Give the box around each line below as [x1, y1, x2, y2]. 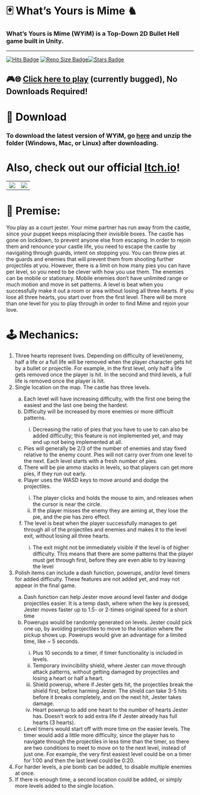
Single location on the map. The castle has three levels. [14, 383, 151, 390]
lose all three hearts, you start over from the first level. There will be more [6, 293, 186, 300]
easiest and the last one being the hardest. [23, 401, 129, 408]
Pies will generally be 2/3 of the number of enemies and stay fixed [23, 445, 187, 452]
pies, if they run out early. [23, 470, 87, 477]
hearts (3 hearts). [32, 719, 76, 726]
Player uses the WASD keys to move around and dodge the [23, 476, 168, 483]
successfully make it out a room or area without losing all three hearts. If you [6, 287, 194, 294]
